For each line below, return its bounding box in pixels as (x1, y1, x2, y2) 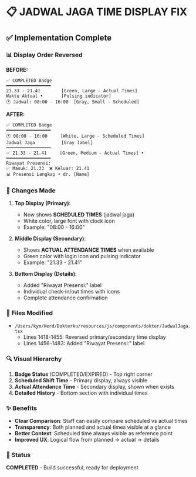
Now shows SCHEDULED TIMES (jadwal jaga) (23, 211, 135, 218)
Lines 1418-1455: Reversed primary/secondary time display (23, 333, 166, 341)
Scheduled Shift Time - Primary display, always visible (14, 376, 148, 383)
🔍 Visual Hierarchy (6, 355, 62, 363)
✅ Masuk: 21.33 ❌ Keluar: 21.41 (6, 165, 90, 171)
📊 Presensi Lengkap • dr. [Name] (6, 171, 90, 177)
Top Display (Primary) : (14, 200, 71, 207)
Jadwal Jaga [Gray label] (6, 139, 93, 145)
